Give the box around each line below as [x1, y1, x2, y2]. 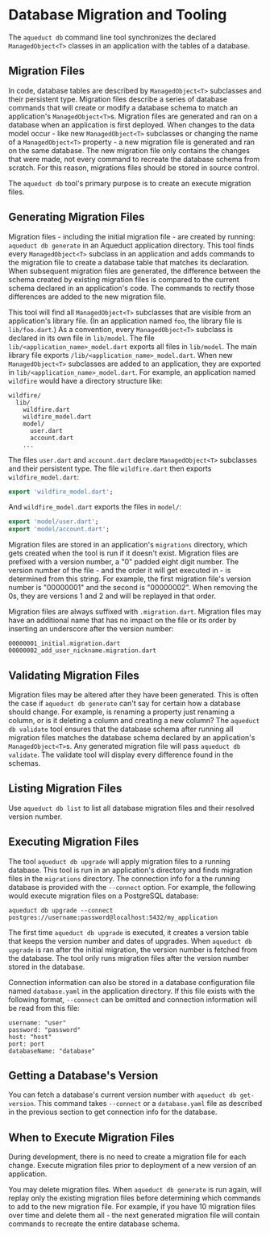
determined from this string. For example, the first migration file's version [8, 574, 251, 584]
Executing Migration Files [8, 835, 139, 849]
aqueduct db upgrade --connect [8, 906, 114, 914]
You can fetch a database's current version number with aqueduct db [8, 1090, 237, 1100]
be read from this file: [8, 1003, 80, 1013]
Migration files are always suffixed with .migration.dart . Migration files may [8, 607, 262, 617]
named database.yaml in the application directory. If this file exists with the [8, 986, 255, 996]
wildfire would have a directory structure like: [8, 376, 163, 385]
